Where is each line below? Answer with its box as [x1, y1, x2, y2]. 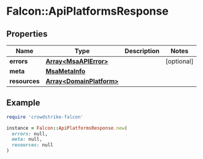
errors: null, [12, 130, 48, 137]
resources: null [12, 142, 53, 148]
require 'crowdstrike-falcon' [6, 114, 84, 120]
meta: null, [12, 136, 43, 142]
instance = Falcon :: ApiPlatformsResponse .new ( [6, 125, 128, 131]
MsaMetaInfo [45, 67, 86, 75]
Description [124, 47, 160, 55]
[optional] [165, 57, 194, 65]
